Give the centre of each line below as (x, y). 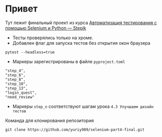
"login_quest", (21, 93)
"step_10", (17, 84)
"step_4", (16, 71)
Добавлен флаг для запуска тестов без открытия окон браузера (81, 43)
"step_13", (17, 88)
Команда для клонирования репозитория (50, 120)
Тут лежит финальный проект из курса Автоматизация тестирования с (81, 23)
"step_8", (16, 79)
